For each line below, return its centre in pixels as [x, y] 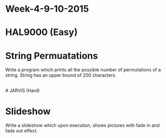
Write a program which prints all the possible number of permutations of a [83, 70]
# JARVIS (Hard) [22, 90]
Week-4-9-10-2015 [47, 9]
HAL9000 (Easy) [42, 32]
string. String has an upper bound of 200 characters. [61, 75]
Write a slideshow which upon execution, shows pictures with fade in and [82, 125]
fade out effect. [22, 131]
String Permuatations [52, 55]
